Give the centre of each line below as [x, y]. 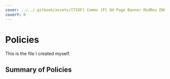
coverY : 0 [16, 15]
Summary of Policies [39, 70]
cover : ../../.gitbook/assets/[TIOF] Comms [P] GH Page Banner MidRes [81, 10]
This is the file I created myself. [38, 54]
